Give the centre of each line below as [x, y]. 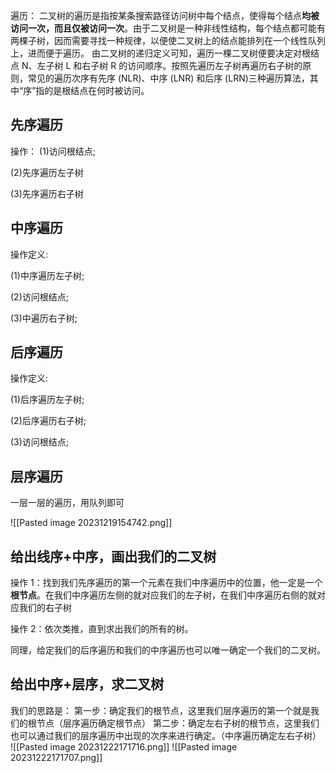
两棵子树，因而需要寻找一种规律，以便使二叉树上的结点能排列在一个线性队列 [168, 40]
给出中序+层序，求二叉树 [87, 684]
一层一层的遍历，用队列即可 [67, 503]
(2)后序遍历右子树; [48, 421]
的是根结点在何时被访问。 [97, 90]
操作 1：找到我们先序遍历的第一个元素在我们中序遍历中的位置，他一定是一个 [166, 583]
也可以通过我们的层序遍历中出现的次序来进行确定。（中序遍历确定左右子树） [166, 735]
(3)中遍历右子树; [44, 318]
